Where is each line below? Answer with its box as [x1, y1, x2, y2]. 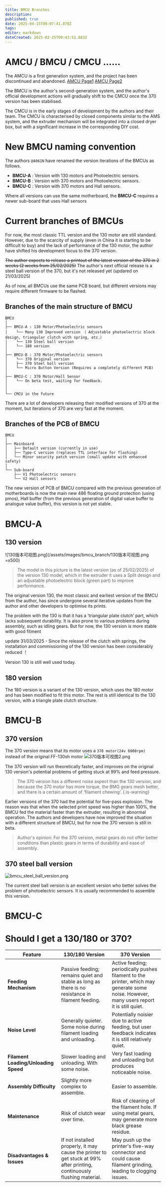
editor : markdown [5, 30, 41, 35]
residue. [112, 1128, 131, 1135]
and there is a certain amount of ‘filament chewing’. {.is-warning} [17, 789, 150, 795]
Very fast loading [112, 1050, 152, 1057]
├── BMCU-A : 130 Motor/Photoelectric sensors [5, 324, 103, 329]
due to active [112, 1017, 142, 1024]
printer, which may [112, 978, 155, 985]
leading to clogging [112, 1168, 157, 1175]
